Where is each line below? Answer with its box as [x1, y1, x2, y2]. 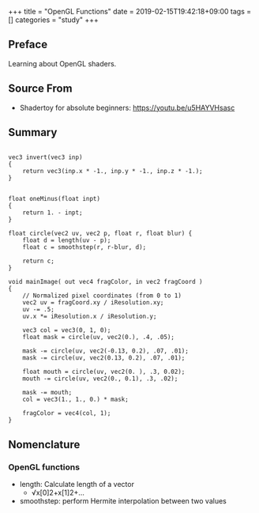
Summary [8, 126, 58, 139]
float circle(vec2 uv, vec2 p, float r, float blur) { [8, 229, 193, 238]
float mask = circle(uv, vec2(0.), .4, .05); [22, 334, 175, 341]
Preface [8, 38, 48, 51]
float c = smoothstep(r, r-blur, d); [22, 243, 147, 251]
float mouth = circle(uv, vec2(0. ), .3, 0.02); [22, 368, 186, 376]
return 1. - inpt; [22, 209, 83, 217]
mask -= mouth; [22, 389, 73, 397]
